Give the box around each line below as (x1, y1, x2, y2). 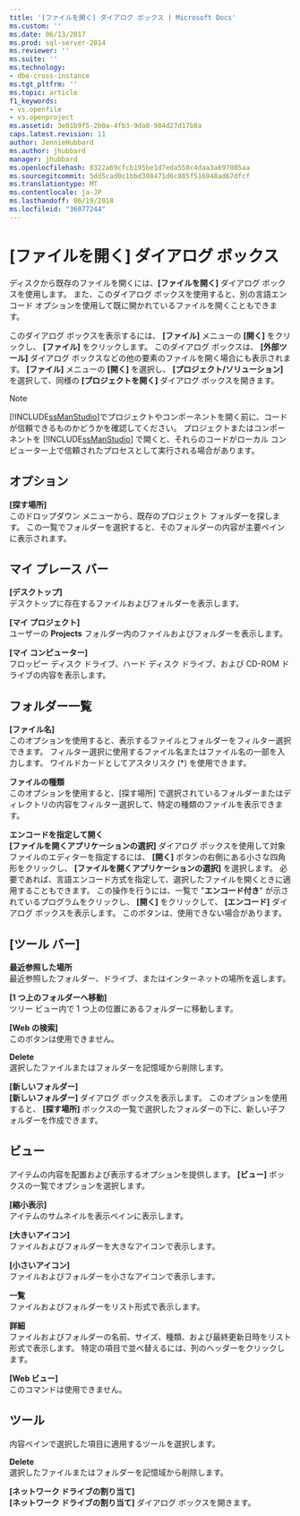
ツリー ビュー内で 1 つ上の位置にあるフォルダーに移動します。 (9, 1003, 239, 1013)
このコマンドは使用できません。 (9, 1383, 127, 1394)
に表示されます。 (9, 532, 72, 543)
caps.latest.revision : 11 (9, 130, 106, 139)
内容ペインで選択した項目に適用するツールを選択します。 (9, 1438, 221, 1449)
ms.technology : (9, 64, 66, 73)
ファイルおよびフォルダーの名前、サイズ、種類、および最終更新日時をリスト (9, 1331, 292, 1342)
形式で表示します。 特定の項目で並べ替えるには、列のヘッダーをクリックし (9, 1342, 286, 1353)
